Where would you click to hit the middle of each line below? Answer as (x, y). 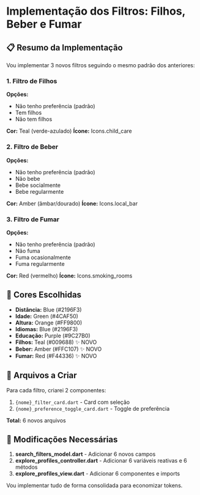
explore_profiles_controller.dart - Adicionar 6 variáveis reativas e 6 (101, 461)
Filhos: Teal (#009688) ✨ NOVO (56, 342)
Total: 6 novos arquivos (36, 420)
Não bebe (28, 178)
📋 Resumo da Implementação (65, 47)
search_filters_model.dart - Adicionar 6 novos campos (85, 454)
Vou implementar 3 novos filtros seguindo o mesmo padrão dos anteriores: (101, 65)
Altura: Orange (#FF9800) (49, 323)
